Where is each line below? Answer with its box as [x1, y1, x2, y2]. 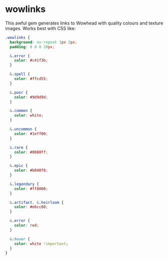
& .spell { [10, 71, 30, 77]
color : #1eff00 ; [14, 131, 49, 136]
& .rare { [10, 145, 28, 150]
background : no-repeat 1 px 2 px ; [10, 39, 78, 44]
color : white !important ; [14, 241, 69, 246]
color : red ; [14, 223, 39, 228]
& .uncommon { [10, 126, 37, 132]
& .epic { [10, 163, 28, 168]
